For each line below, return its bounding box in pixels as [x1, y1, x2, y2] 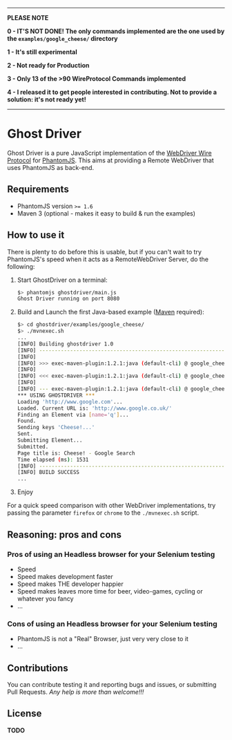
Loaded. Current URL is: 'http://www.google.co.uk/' [17, 405, 173, 412]
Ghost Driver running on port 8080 [17, 295, 120, 303]
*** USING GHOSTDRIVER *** [17, 392, 95, 399]
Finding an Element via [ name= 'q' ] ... [17, 411, 129, 418]
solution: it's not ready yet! [7, 95, 86, 104]
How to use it [7, 229, 65, 241]
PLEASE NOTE [7, 14, 49, 21]
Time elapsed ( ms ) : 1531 [17, 456, 89, 463]
